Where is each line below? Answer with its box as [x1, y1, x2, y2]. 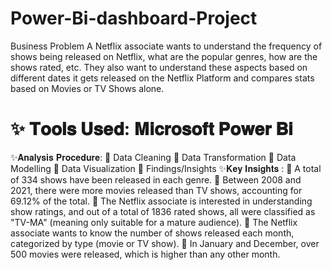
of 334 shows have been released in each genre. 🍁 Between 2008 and [10, 173, 302, 186]
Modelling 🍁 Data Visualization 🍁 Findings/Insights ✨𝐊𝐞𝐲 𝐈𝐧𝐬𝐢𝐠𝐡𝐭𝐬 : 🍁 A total [10, 162, 322, 174]
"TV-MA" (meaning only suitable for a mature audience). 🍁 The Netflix [10, 216, 298, 228]
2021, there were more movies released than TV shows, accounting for [10, 184, 303, 196]
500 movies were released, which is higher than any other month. [10, 248, 281, 260]
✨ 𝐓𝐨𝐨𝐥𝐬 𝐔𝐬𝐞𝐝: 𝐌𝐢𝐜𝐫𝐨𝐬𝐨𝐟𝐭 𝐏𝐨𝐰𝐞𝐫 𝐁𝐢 [10, 118, 293, 141]
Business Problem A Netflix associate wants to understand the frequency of [10, 40, 323, 52]
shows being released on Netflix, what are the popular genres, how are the [10, 50, 318, 62]
